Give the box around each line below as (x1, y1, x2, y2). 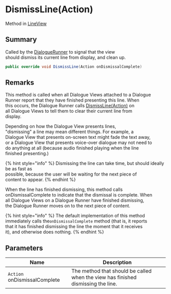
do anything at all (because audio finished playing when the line (5, 145, 139, 151)
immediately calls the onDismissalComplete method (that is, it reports (5, 218, 148, 224)
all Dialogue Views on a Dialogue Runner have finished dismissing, (5, 198, 145, 204)
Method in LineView (5, 20, 47, 27)
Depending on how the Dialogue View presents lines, (5, 124, 116, 130)
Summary (5, 35, 37, 44)
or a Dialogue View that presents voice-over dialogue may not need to (5, 139, 152, 146)
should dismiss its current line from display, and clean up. (5, 54, 126, 60)
